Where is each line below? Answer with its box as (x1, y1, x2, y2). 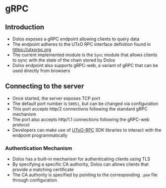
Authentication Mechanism (5, 145, 72, 152)
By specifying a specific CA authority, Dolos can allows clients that (12, 161, 149, 167)
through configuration (12, 177, 57, 183)
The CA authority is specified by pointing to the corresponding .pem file (12, 172, 158, 178)
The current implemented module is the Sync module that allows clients (12, 52, 158, 58)
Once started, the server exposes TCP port (12, 95, 101, 101)
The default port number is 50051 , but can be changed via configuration (12, 100, 159, 106)
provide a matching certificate (12, 167, 74, 173)
